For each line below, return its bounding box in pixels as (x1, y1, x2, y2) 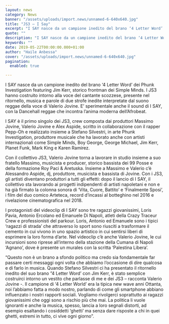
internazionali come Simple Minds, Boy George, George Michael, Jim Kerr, (5, 139, 158, 146)
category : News (5, 12, 37, 17)
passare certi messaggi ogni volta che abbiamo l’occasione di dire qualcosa (5, 260, 162, 266)
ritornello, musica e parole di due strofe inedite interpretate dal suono (5, 98, 149, 104)
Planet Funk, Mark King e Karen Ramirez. (5, 145, 90, 151)
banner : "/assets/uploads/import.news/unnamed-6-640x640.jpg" (5, 17, 138, 22)
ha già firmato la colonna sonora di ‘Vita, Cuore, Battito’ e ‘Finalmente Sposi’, (5, 187, 163, 193)
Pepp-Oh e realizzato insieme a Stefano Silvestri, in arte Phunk (5, 129, 135, 135)
